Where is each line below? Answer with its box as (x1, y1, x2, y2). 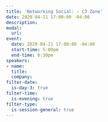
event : (6, 36, 22, 42)
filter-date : (6, 80, 38, 86)
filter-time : (6, 90, 38, 96)
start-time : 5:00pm (11, 47, 59, 53)
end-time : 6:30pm (11, 52, 54, 58)
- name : (6, 63, 25, 69)
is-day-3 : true (11, 85, 48, 91)
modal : (6, 25, 22, 31)
